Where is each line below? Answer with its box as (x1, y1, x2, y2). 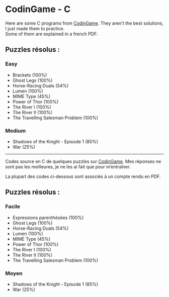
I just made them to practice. (5, 25, 64, 31)
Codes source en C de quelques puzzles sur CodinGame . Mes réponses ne (5, 158, 161, 164)
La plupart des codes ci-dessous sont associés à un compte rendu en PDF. (5, 173, 161, 179)
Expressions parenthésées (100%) (12, 215, 84, 221)
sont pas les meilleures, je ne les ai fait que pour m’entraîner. (5, 163, 131, 169)
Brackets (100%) (12, 72, 47, 78)
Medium (5, 127, 26, 134)
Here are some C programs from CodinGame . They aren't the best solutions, (5, 20, 163, 26)
